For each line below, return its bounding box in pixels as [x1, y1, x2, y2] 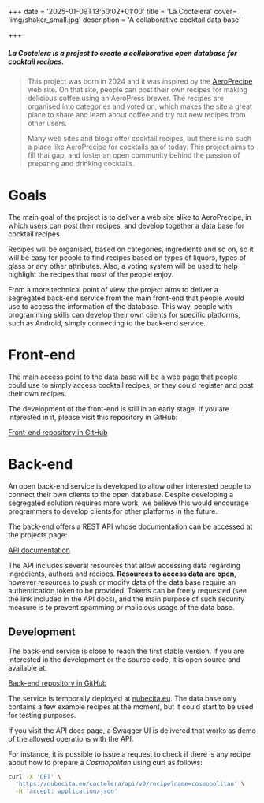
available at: [8, 663, 47, 672]
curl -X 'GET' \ [8, 772, 61, 781]
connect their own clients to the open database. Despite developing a [8, 489, 234, 499]
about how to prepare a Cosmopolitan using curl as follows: [8, 757, 203, 767]
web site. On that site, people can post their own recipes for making [27, 84, 248, 94]
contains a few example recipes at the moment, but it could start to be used [8, 701, 254, 712]
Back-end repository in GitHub [8, 678, 107, 688]
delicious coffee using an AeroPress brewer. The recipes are [27, 93, 225, 102]
